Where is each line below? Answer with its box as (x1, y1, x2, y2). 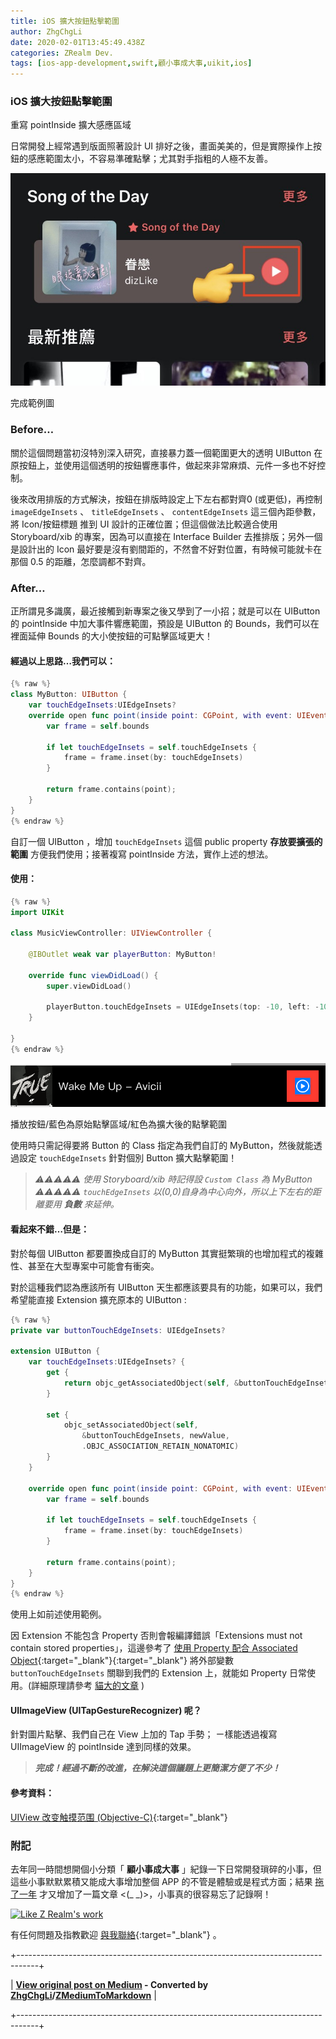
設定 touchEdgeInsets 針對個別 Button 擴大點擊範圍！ (18, 1152, 238, 1164)
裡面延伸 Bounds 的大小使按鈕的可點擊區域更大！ (10, 630, 213, 642)
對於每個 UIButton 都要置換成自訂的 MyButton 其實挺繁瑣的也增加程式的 (10, 1247, 307, 1259)
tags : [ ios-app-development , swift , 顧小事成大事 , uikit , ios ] (10, 58, 253, 69)
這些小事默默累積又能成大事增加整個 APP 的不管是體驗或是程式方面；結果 (10, 1875, 313, 1887)
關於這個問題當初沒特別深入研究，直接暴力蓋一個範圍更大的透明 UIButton (10, 446, 312, 459)
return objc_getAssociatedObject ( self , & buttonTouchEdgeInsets (63, 1378, 333, 1388)
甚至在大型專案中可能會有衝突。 (27, 1260, 160, 1272)
